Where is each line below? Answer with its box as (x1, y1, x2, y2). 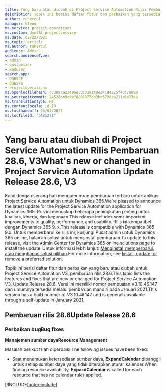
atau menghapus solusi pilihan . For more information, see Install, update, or (5, 250, 157, 256)
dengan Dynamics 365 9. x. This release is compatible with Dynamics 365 (5, 224, 155, 230)
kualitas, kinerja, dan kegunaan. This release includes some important (5, 214, 146, 219)
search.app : (5, 72, 30, 77)
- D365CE (5, 76, 23, 81)
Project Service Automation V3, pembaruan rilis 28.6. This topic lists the (5, 270, 150, 276)
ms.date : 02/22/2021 (5, 35, 48, 40)
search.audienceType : (5, 53, 50, 58)
